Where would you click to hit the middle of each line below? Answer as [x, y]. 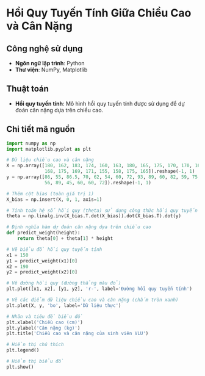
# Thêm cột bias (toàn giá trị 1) [50, 193]
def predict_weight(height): [43, 233]
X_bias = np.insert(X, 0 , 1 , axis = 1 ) [54, 199]
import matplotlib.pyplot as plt [49, 149]
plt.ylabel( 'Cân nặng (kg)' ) [43, 328]
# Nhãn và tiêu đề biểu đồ [45, 316]
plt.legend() [23, 350]
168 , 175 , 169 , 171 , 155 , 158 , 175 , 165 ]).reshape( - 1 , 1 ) [120, 172]
